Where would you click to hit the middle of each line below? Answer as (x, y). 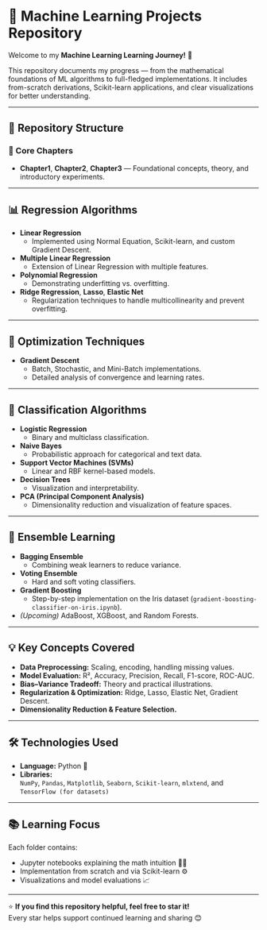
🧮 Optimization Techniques (77, 341)
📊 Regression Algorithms (73, 210)
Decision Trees (45, 480)
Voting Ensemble (48, 573)
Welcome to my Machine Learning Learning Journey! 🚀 (101, 55)
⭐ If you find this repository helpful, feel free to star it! (99, 907)
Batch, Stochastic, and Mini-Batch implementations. (116, 369)
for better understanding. (50, 95)
